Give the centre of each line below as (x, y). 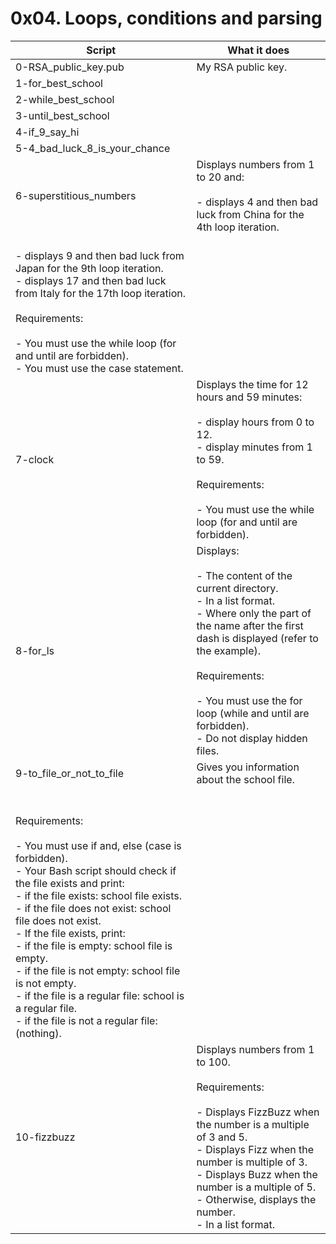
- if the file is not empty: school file (98, 970)
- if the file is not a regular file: (86, 1020)
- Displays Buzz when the (257, 1174)
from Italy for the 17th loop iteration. (100, 293)
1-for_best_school (59, 83)
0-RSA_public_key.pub (70, 67)
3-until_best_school (62, 115)
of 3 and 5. (222, 1137)
